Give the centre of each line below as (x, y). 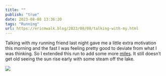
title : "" (16, 10)
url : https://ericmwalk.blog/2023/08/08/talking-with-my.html (72, 29)
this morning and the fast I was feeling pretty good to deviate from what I (81, 48)
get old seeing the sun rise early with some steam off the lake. (70, 59)
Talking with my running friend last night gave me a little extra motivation (81, 43)
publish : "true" (22, 15)
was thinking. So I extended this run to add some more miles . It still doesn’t (83, 54)
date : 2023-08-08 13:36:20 (34, 19)
